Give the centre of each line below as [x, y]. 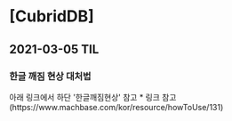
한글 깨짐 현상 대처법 [50, 76]
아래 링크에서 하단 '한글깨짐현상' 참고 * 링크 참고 [93, 97]
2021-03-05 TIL [54, 49]
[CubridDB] [52, 16]
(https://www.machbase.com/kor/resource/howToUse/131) [116, 107]
